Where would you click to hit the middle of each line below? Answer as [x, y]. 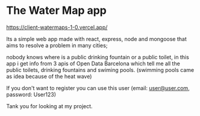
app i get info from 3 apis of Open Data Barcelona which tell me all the [93, 63]
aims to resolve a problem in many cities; [57, 45]
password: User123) [31, 94]
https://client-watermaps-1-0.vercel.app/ [57, 27]
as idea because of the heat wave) [49, 76]
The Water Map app [56, 11]
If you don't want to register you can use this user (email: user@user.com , [98, 88]
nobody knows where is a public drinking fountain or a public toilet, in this [98, 57]
